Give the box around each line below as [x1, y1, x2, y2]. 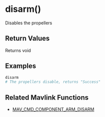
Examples [5, 62, 36, 70]
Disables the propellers [5, 20, 52, 26]
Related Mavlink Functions [5, 93, 89, 102]
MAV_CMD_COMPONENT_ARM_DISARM [12, 107, 95, 113]
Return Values [5, 34, 50, 43]
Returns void [5, 47, 31, 53]
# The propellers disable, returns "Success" [5, 79, 101, 85]
